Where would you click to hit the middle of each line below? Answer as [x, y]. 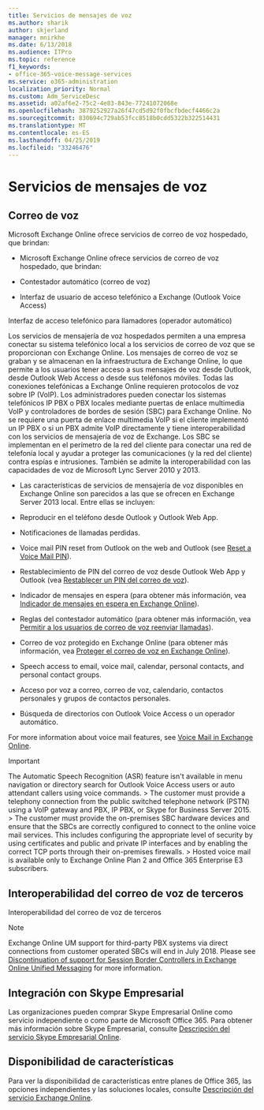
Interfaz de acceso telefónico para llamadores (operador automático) [120, 321]
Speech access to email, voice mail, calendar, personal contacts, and [132, 667]
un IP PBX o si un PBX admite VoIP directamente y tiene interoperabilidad [127, 428]
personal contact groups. [61, 675]
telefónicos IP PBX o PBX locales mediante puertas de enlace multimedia [126, 403]
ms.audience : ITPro [40, 52]
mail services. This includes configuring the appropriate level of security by [131, 835]
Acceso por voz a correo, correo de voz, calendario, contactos [121, 690]
